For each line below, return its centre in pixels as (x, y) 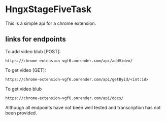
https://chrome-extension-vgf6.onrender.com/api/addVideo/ (69, 61)
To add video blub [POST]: (33, 51)
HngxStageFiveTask (48, 9)
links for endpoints (36, 39)
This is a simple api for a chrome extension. (51, 23)
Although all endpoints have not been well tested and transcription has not (83, 107)
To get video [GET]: (26, 70)
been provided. (21, 113)
